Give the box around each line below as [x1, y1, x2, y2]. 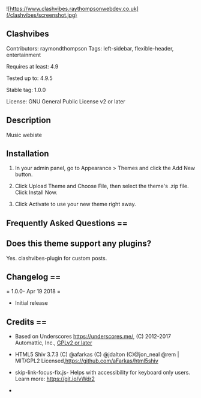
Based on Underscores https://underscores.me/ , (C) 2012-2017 [14, 333, 171, 340]
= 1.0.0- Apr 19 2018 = [6, 288, 61, 295]
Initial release [14, 299, 48, 307]
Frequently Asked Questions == [6, 218, 128, 228]
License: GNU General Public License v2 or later [6, 97, 125, 105]
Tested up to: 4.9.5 [6, 75, 53, 82]
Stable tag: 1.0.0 [6, 86, 46, 93]
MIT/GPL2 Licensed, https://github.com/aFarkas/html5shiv [14, 357, 159, 364]
